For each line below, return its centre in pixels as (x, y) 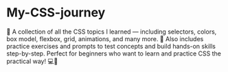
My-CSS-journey (56, 13)
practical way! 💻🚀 (32, 61)
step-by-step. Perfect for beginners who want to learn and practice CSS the (114, 53)
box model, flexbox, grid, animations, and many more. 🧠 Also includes (105, 38)
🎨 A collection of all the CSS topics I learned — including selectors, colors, (112, 32)
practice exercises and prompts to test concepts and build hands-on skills (111, 46)
